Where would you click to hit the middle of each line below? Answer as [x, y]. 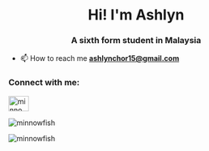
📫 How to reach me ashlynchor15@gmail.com [100, 58]
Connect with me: [44, 83]
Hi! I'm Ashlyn [136, 15]
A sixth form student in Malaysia [136, 41]
